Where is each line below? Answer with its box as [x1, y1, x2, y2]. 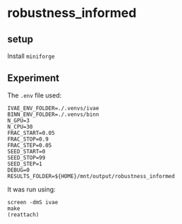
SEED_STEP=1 [7, 160, 42, 167]
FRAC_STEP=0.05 [7, 141, 52, 149]
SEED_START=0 [7, 148, 46, 155]
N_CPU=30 [7, 123, 33, 130]
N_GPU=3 [7, 117, 30, 124]
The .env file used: [7, 90, 62, 100]
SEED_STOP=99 [7, 154, 46, 161]
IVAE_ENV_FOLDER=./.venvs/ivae [7, 105, 99, 112]
